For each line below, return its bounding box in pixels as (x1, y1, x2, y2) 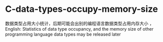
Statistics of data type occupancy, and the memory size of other (22, 26, 154, 32)
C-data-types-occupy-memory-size (5, 3, 158, 15)
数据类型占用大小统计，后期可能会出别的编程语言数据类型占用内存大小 (5, 20, 149, 26)
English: (5, 26, 21, 32)
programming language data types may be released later (5, 31, 121, 37)
